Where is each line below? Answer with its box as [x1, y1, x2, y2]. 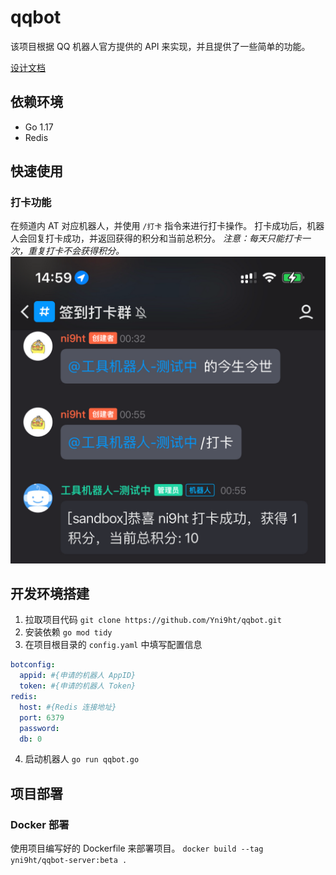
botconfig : [10, 660, 56, 670]
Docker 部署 [10, 817, 70, 831]
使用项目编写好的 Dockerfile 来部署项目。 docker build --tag [10, 842, 264, 855]
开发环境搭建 [10, 586, 90, 603]
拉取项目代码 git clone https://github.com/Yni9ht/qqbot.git [24, 614, 282, 626]
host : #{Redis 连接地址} [19, 702, 117, 712]
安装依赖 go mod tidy [24, 626, 113, 638]
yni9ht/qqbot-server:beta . [10, 856, 128, 866]
